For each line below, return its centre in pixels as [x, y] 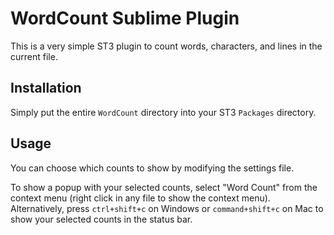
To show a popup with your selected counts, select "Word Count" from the [164, 187]
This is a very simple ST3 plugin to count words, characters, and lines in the [166, 46]
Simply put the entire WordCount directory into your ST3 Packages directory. [163, 112]
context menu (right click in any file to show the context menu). [140, 198]
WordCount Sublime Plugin [125, 18]
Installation [46, 88]
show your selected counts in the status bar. [101, 219]
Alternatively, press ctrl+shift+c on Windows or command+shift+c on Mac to [167, 208]
